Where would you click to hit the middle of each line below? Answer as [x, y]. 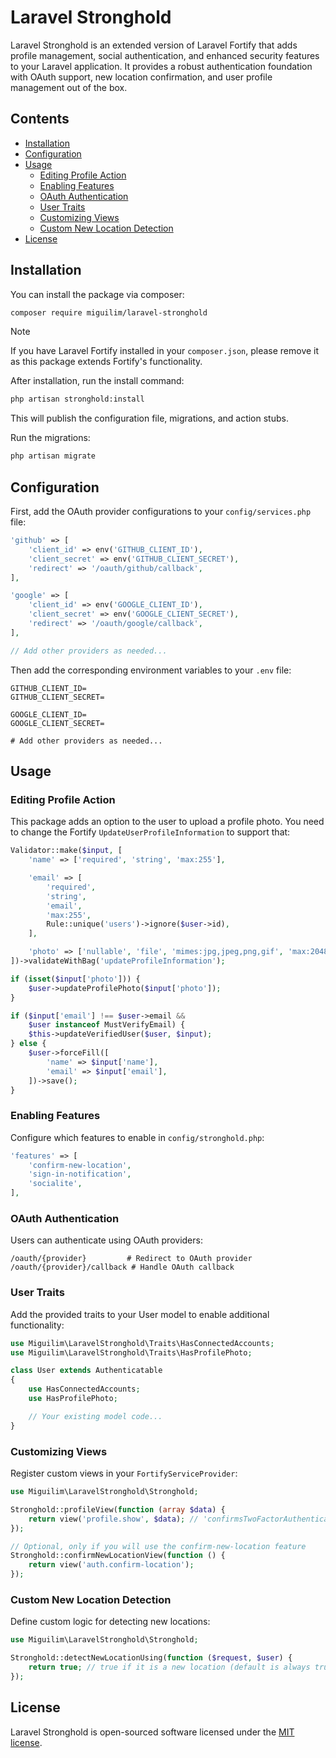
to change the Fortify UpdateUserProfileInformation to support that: [150, 832]
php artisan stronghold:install [77, 399]
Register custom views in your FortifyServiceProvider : [124, 1473]
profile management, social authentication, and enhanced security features [165, 55]
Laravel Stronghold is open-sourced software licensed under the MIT [152, 1732]
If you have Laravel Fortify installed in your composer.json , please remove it [165, 351]
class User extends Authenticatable [86, 1371]
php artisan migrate [53, 456]
